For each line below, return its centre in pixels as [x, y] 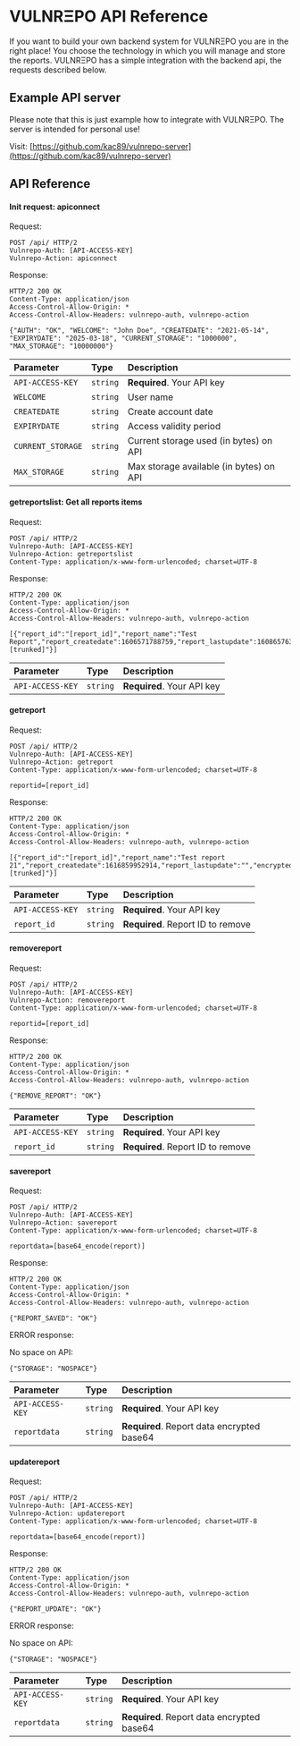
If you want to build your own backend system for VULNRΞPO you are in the [149, 41]
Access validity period [174, 427]
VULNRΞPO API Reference [109, 17]
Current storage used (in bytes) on [200, 441]
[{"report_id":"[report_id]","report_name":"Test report [117, 857]
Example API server [65, 98]
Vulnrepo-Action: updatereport [67, 1513]
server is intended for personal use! [75, 129]
